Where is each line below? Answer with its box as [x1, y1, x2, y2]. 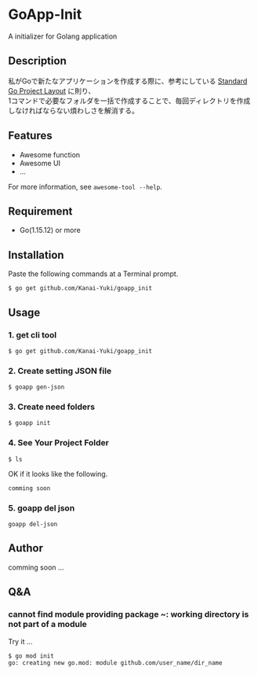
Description [8, 54, 67, 68]
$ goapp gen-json [8, 383, 65, 391]
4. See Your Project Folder [8, 437, 110, 448]
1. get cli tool [8, 329, 57, 340]
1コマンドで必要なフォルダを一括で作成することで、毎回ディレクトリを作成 [8, 96, 251, 105]
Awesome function [19, 149, 81, 159]
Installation [8, 248, 64, 261]
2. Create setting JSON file [8, 365, 112, 376]
